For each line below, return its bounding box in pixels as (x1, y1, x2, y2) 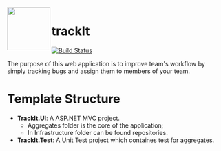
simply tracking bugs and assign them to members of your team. (7, 67, 191, 75)
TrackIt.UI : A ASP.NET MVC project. (17, 114, 120, 122)
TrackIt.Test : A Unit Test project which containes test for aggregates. (17, 136, 215, 144)
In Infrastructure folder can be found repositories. (27, 128, 169, 137)
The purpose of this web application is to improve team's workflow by (7, 59, 205, 68)
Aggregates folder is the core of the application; (27, 121, 164, 130)
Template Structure (7, 91, 120, 107)
